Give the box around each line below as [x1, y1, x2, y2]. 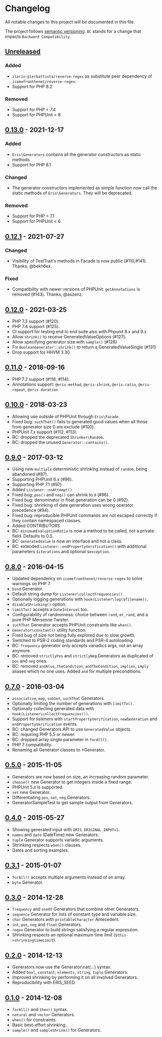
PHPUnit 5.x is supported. [12, 784, 64, 790]
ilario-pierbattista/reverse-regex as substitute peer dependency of [12, 73, 152, 79]
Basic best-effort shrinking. [12, 1022, 67, 1028]
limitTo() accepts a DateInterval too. [12, 607, 88, 612]
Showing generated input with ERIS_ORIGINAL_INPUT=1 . [12, 826, 120, 832]
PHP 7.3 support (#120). [12, 318, 59, 324]
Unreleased [5, 48, 41, 56]
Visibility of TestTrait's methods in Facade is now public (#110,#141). [12, 258, 147, 263]
